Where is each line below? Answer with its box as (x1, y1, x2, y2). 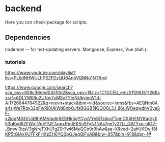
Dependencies (5, 33, 51, 42)
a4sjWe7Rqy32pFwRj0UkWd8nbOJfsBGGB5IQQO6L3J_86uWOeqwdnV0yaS (5, 105, 160, 111)
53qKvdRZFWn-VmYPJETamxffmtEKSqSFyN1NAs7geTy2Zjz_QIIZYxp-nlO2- (5, 121, 157, 127)
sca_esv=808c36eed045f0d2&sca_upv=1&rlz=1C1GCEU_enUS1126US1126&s (5, 90, 160, 95)
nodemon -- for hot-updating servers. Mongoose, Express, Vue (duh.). (5, 46, 148, 52)
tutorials (5, 58, 26, 65)
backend (5, 3, 42, 14)
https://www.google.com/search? (5, 84, 73, 91)
